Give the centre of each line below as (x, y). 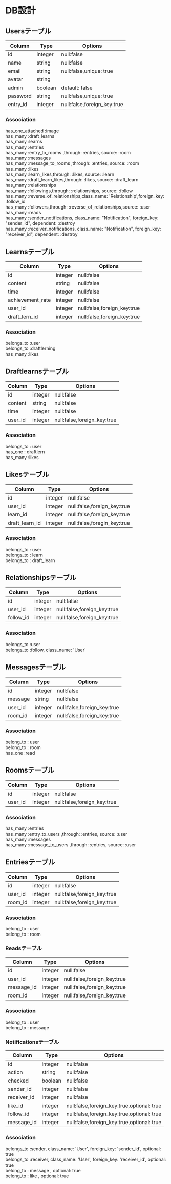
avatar (15, 79)
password (20, 96)
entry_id (17, 104)
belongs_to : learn (24, 555)
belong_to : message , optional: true (43, 1171)
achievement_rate (29, 300)
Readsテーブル (24, 948)
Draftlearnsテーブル (37, 371)
